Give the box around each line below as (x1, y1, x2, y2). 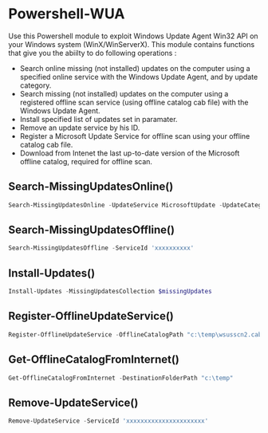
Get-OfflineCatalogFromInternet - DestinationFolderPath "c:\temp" (8, 374, 234, 382)
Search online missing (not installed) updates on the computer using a (19, 63, 250, 73)
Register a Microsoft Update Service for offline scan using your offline (19, 131, 250, 140)
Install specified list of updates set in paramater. (19, 114, 178, 124)
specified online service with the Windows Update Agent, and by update (19, 72, 258, 81)
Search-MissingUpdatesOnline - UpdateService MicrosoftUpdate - (8, 201, 223, 209)
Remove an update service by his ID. (19, 123, 140, 132)
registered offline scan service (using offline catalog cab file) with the (19, 97, 249, 107)
